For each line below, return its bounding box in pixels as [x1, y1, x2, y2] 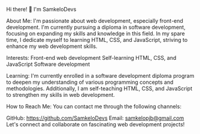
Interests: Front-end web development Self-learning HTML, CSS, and [6, 54, 177, 61]
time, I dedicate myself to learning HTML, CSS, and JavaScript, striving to [6, 36, 188, 43]
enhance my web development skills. [6, 42, 98, 50]
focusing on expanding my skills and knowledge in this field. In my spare [6, 30, 185, 37]
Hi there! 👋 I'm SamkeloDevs [6, 6, 77, 13]
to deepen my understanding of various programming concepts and [6, 78, 174, 86]
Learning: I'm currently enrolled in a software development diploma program [6, 72, 195, 79]
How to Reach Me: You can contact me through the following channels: [6, 103, 181, 110]
